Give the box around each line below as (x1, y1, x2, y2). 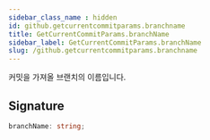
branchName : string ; (8, 121, 86, 130)
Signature (8, 98, 65, 113)
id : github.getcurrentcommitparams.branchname (8, 21, 186, 30)
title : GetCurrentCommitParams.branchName (8, 29, 170, 38)
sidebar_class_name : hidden (8, 12, 118, 22)
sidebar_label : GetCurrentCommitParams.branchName (8, 37, 202, 47)
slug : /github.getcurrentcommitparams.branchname (8, 46, 198, 55)
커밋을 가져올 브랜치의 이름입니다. (8, 72, 127, 83)
